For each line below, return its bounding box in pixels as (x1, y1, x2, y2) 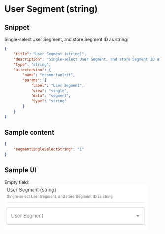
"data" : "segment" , (31, 93, 71, 98)
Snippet (4, 23, 30, 32)
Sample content (4, 128, 55, 137)
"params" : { (22, 78, 47, 83)
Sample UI (4, 166, 36, 174)
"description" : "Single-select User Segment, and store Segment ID (13, 57, 155, 62)
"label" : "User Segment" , (31, 83, 84, 88)
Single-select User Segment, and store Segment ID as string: (4, 36, 129, 42)
